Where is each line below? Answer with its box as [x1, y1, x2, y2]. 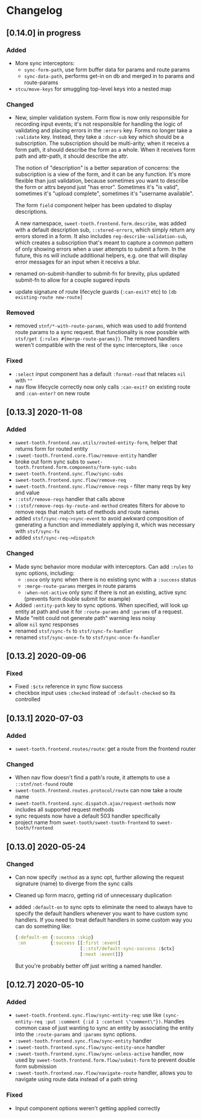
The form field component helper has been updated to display [14, 202, 172, 209]
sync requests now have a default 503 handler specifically [14, 812, 161, 819]
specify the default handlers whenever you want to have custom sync [14, 910, 189, 917]
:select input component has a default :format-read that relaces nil [14, 370, 186, 378]
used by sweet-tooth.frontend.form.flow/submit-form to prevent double [14, 1056, 196, 1064]
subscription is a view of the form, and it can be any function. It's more [14, 170, 191, 178]
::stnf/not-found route [14, 780, 74, 787]
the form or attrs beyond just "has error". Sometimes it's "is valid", [14, 184, 180, 191]
